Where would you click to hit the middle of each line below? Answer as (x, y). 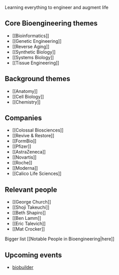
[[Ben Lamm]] (27, 218)
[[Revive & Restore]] (33, 136)
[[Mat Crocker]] (28, 229)
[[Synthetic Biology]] (34, 52)
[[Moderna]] (25, 168)
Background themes (38, 79)
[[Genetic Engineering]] (37, 41)
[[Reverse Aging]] (31, 46)
